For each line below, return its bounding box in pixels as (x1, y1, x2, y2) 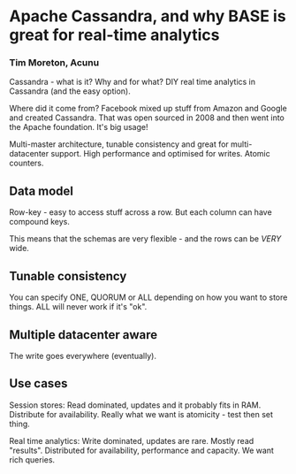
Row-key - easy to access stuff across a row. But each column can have (9, 207, 272, 218)
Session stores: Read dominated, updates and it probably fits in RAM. (9, 400, 262, 410)
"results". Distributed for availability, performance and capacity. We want (9, 445, 274, 455)
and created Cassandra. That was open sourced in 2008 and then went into (9, 112, 285, 123)
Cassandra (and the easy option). (9, 86, 131, 96)
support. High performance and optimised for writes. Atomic (50, 149, 271, 159)
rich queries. (9, 454, 56, 465)
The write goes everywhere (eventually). (9, 350, 157, 361)
